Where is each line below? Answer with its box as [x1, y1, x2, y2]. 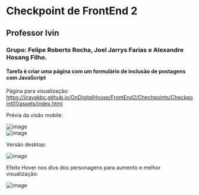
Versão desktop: [6, 141, 46, 148]
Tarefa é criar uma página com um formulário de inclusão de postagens [6, 68, 186, 75]
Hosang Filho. [6, 53, 48, 61]
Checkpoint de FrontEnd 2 [6, 4, 138, 18]
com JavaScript [6, 74, 46, 81]
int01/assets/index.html [6, 100, 63, 107]
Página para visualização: [6, 87, 70, 95]
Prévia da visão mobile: [6, 111, 64, 118]
